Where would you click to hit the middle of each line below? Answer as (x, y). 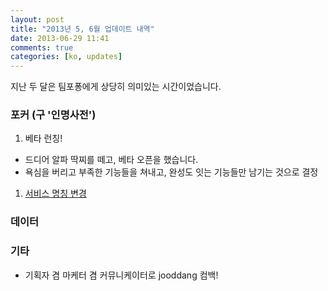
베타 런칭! (43, 138)
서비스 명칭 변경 (55, 193)
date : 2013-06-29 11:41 (60, 38)
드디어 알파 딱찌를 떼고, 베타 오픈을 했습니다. (111, 160)
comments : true (42, 47)
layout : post (37, 19)
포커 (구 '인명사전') (53, 115)
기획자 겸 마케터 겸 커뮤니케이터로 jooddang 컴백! (121, 275)
